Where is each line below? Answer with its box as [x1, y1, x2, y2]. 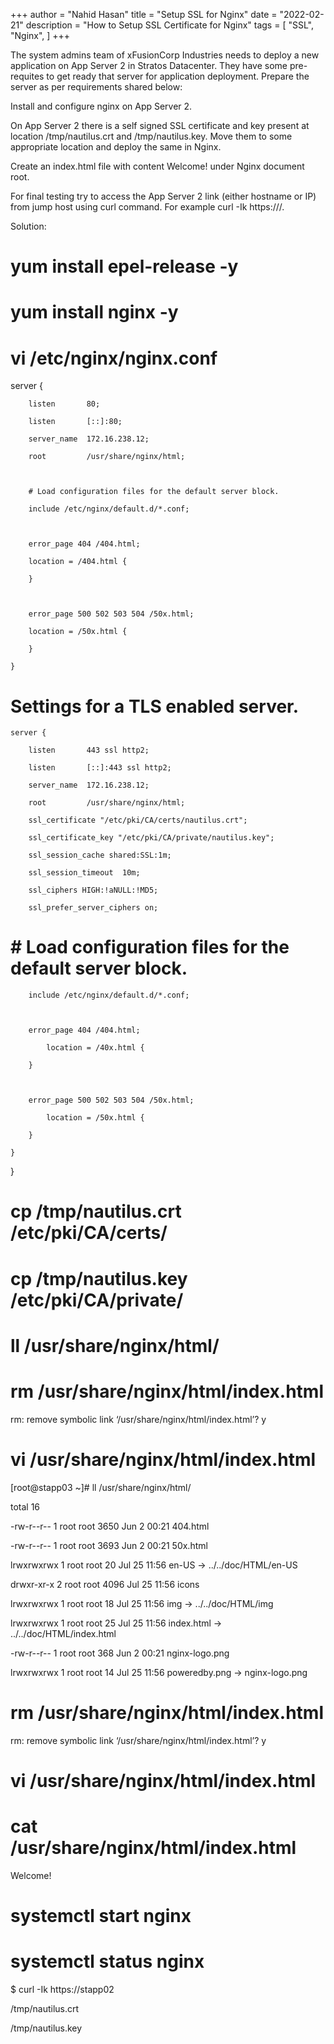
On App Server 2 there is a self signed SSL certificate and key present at [10, 120, 310, 131]
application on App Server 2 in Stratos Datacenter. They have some [10, 60, 288, 71]
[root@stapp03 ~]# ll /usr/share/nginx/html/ [10, 1481, 192, 1493]
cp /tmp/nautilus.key [10, 1267, 188, 1290]
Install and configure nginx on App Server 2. [10, 100, 193, 112]
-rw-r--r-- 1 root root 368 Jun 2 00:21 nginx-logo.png [10, 1647, 230, 1659]
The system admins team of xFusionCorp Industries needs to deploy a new [10, 49, 320, 61]
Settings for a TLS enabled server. [10, 695, 300, 718]
